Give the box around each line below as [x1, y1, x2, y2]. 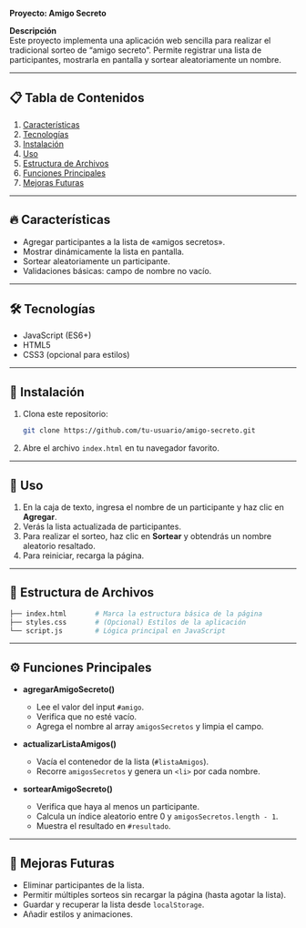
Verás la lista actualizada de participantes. [22, 521, 182, 532]
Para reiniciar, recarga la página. [22, 550, 145, 561]
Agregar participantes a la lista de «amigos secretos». [22, 236, 226, 247]
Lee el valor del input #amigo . [36, 701, 145, 713]
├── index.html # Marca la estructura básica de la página [9, 609, 262, 618]
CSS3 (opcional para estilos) [22, 350, 130, 361]
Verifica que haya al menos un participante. [36, 801, 200, 812]
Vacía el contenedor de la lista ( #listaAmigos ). [36, 756, 209, 768]
